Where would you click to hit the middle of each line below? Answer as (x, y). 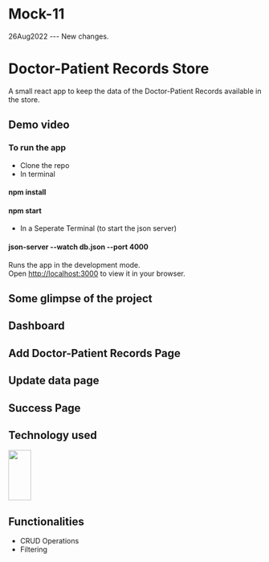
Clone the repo (45, 165)
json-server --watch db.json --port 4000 (78, 247)
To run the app (37, 148)
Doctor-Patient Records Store (109, 69)
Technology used (53, 435)
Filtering (34, 550)
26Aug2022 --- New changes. (59, 36)
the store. (24, 99)
